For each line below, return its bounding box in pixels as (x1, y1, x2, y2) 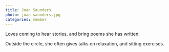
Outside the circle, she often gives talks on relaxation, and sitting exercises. (5, 41, 165, 47)
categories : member (5, 17, 47, 22)
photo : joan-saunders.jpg (5, 12, 60, 17)
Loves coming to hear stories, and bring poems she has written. (5, 31, 140, 37)
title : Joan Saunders (5, 7, 52, 13)
